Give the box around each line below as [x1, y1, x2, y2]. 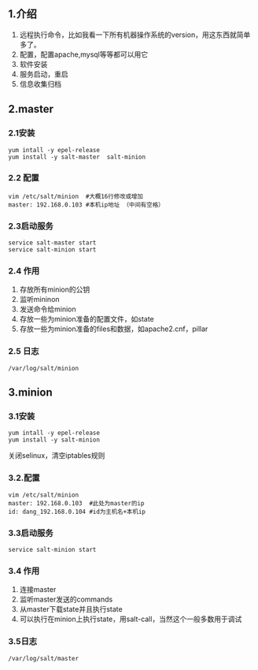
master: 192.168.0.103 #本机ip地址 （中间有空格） [8, 200, 164, 209]
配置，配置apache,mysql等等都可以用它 [19, 50, 148, 59]
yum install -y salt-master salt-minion [8, 153, 146, 161]
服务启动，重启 [19, 69, 68, 79]
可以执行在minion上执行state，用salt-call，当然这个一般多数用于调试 [19, 614, 242, 624]
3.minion [8, 385, 53, 400]
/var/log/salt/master [8, 654, 79, 662]
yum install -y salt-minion [8, 436, 101, 444]
